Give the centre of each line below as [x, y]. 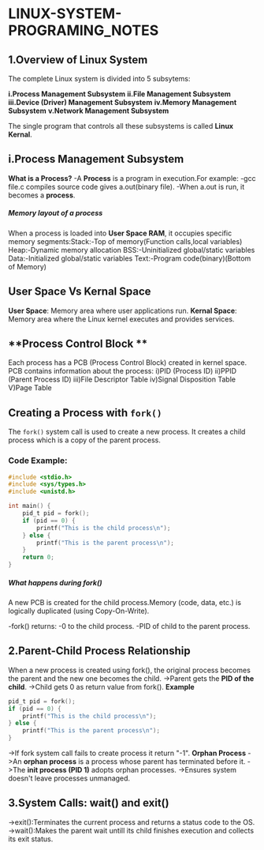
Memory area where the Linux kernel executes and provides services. [121, 319]
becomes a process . [42, 195]
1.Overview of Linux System [78, 60]
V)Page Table [30, 388]
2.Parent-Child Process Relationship [99, 651]
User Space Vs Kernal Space [80, 292]
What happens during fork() [55, 582]
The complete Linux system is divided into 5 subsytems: [99, 79]
